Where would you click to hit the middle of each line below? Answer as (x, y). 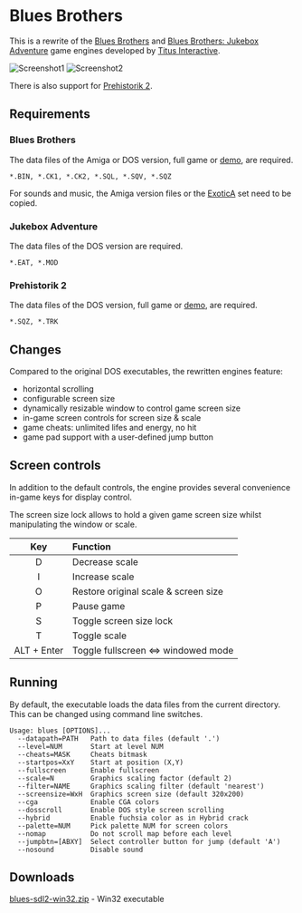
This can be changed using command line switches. (106, 714)
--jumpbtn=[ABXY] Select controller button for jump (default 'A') (149, 841)
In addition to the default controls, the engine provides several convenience (150, 487)
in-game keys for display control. (71, 497)
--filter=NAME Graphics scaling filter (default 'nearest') (141, 786)
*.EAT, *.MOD (34, 262)
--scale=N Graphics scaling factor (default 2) (125, 778)
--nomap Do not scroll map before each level (125, 834)
